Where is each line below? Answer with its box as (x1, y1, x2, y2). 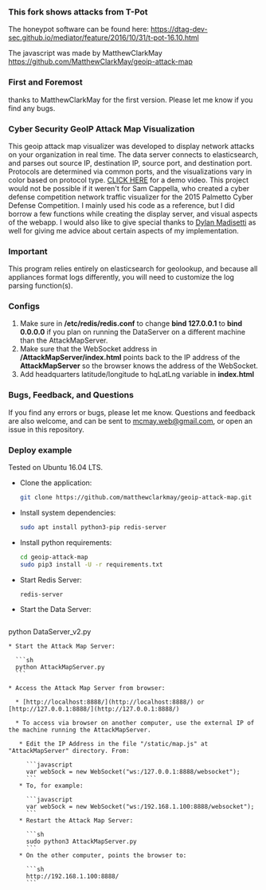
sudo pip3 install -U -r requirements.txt (19, 560, 163, 568)
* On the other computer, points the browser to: (18, 852, 187, 860)
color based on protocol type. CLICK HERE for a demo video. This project (8, 174, 249, 185)
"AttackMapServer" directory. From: (8, 747, 130, 755)
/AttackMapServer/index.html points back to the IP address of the (19, 353, 241, 363)
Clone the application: (19, 478, 92, 488)
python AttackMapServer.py (15, 664, 105, 672)
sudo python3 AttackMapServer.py (25, 837, 137, 846)
